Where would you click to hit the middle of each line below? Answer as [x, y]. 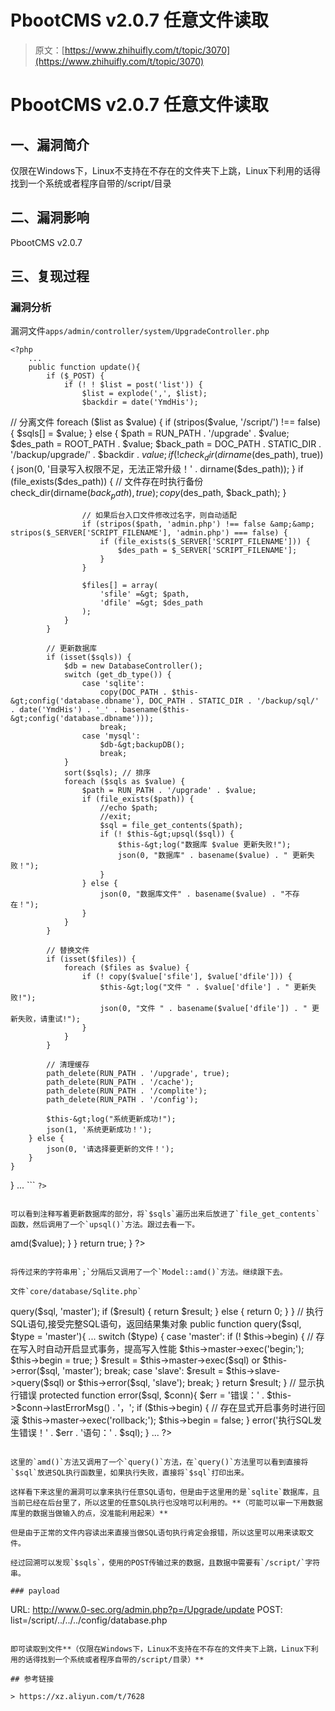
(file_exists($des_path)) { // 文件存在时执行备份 [107, 482]
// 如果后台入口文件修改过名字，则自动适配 [159, 516]
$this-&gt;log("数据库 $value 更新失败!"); [204, 845]
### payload [35, 1591]
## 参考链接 [32, 1679]
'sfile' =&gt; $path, [144, 594]
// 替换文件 [68, 951]
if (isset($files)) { [91, 959]
